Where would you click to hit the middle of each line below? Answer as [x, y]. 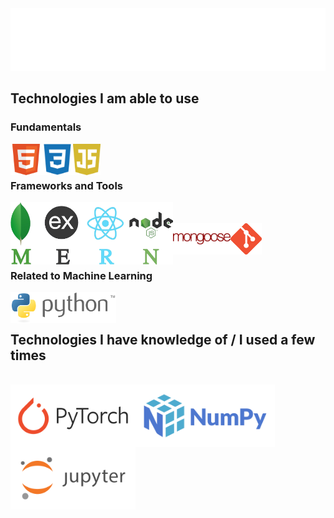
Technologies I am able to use [105, 98]
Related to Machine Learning [81, 275]
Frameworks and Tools [66, 185]
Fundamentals [46, 127]
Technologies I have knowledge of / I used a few [163, 339]
